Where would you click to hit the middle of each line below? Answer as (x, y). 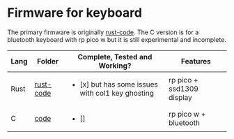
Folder (48, 61)
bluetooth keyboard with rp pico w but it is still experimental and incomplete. (117, 39)
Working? (115, 66)
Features (196, 61)
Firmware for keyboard (75, 13)
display (180, 97)
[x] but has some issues (119, 84)
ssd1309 (183, 89)
